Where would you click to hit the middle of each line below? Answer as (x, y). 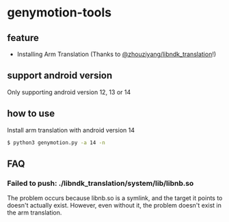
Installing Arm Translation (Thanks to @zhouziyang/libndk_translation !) (117, 54)
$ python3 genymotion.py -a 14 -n (56, 142)
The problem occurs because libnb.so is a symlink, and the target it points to (115, 198)
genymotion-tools (59, 13)
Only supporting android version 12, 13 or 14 (69, 92)
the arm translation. (35, 212)
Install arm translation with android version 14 (71, 130)
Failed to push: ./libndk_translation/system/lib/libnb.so (100, 183)
